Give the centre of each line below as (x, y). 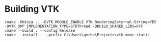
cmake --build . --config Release (40, 30)
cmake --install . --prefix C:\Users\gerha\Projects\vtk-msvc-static (77, 35)
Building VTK (32, 9)
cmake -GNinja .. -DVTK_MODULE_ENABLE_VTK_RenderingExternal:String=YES (80, 22)
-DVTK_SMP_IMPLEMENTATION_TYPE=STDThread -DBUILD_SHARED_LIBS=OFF (74, 26)
